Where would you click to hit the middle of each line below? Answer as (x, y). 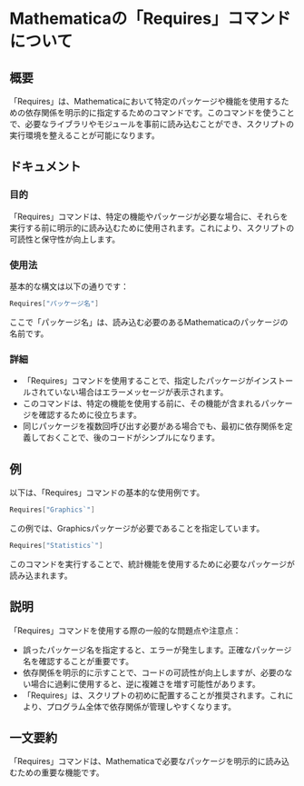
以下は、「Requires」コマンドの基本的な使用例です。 (107, 492)
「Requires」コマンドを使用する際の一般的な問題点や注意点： (125, 630)
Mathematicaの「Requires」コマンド (150, 19)
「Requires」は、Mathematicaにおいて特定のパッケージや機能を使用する (145, 101)
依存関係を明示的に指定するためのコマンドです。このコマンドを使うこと (160, 113)
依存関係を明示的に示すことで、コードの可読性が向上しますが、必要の (153, 672)
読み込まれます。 (41, 575)
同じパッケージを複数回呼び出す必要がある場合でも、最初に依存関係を (154, 426)
